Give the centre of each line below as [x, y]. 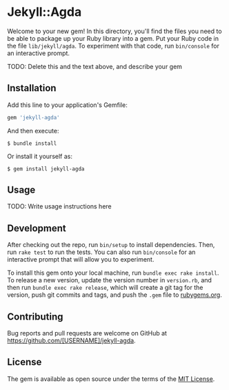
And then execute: [33, 130]
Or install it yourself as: [40, 156]
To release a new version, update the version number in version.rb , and [110, 280]
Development [37, 228]
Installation [32, 88]
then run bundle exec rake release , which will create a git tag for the [105, 288]
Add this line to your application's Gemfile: [67, 105]
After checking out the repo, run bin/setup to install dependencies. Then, [111, 245]
